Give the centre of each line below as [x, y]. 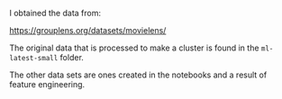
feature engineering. [47, 84]
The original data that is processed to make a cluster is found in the [134, 48]
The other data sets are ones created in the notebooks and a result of [138, 75]
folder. [72, 57]
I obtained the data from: [55, 13]
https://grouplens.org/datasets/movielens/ [88, 30]
